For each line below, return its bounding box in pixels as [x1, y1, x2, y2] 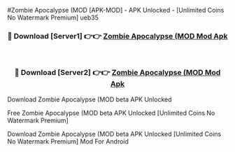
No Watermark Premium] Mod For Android [7, 137, 129, 146]
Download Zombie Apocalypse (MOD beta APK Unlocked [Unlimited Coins [7, 130, 222, 138]
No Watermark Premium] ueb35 [7, 13, 99, 22]
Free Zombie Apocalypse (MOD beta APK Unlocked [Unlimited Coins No [7, 109, 215, 117]
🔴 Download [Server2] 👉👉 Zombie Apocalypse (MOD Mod [14, 68, 221, 78]
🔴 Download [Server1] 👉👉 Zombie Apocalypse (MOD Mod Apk [7, 31, 228, 41]
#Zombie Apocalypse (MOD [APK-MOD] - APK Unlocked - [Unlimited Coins [7, 6, 225, 14]
